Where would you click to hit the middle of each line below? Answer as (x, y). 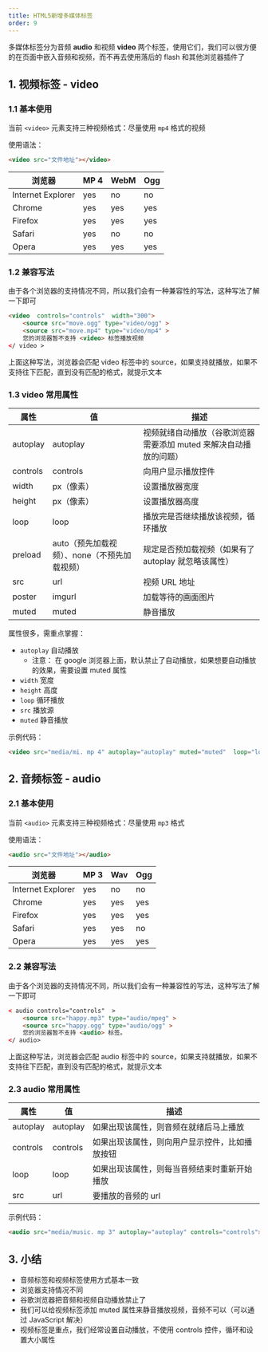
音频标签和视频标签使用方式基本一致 (79, 1280)
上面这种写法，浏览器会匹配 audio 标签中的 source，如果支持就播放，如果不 (133, 1057)
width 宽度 (37, 680)
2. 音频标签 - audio (55, 779)
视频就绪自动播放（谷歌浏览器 (199, 433)
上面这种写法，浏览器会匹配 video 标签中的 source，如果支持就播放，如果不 (133, 362)
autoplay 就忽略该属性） (188, 562)
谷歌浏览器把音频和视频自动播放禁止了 (83, 1300)
